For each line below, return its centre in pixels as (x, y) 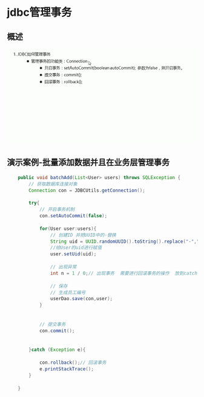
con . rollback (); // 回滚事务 (73, 363)
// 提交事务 (52, 324)
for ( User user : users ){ (68, 228)
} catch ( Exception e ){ (57, 350)
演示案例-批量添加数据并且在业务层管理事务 (88, 162)
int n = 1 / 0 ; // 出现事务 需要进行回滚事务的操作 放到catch (123, 273)
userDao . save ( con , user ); (81, 299)
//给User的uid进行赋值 (76, 248)
